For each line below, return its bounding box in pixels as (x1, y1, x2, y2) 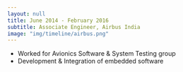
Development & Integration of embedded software (17, 57, 164, 66)
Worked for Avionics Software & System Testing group (17, 49, 176, 58)
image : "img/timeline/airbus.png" (7, 30, 110, 37)
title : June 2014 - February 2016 (7, 17, 110, 24)
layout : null (7, 10, 46, 18)
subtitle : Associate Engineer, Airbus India (7, 23, 141, 30)
